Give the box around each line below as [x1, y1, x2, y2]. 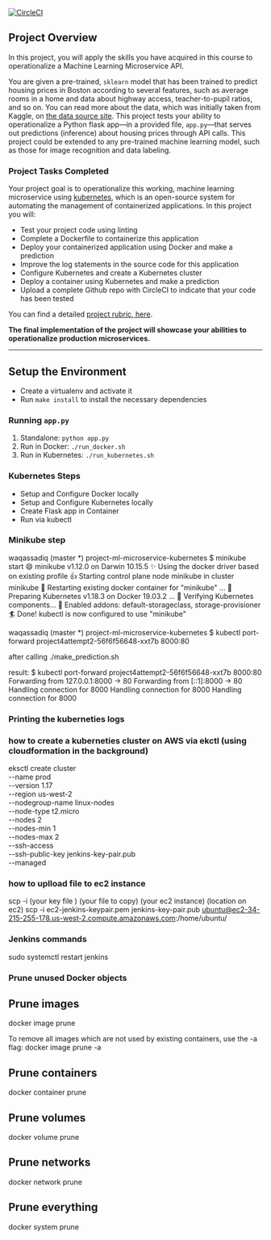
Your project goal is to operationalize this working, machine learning [8, 184, 235, 194]
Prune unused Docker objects [8, 972, 127, 983]
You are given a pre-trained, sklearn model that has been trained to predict [8, 77, 258, 86]
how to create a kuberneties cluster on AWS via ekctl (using [8, 735, 248, 746]
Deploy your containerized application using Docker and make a [19, 242, 233, 252]
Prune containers [8, 1066, 98, 1079]
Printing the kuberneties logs [8, 713, 125, 724]
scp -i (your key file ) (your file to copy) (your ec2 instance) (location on [8, 896, 247, 906]
